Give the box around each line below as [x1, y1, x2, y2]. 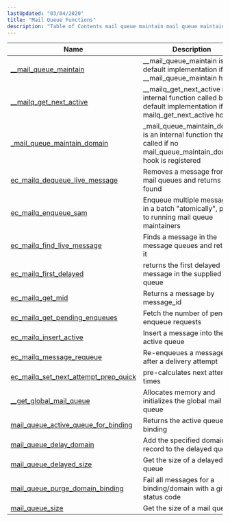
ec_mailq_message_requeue [10, 352, 103, 362]
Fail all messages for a [142, 475, 215, 485]
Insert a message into [142, 328, 212, 338]
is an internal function [142, 130, 213, 139]
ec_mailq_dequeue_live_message [10, 176, 118, 185]
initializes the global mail [142, 396, 222, 406]
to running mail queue [142, 212, 214, 222]
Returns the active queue [142, 416, 224, 426]
